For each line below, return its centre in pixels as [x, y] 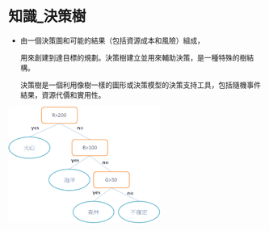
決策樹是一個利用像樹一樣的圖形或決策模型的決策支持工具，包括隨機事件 [140, 85]
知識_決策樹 [47, 17]
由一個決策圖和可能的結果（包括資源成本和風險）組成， [112, 40]
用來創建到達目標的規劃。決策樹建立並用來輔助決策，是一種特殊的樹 [133, 57]
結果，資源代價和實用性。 [63, 94]
